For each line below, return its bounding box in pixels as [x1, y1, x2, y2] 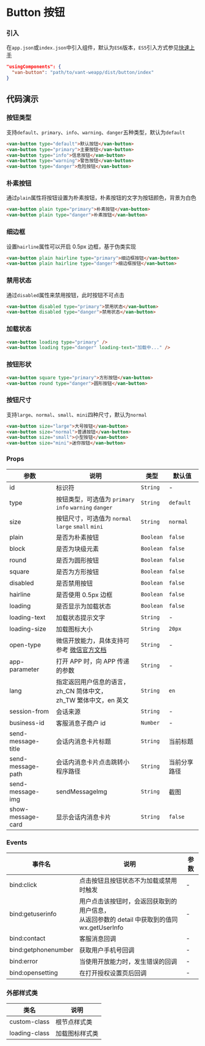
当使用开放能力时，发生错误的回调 [79, 957, 178, 966]
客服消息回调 [79, 934, 117, 943]
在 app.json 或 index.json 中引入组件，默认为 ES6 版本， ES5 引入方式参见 [6, 44, 179, 51]
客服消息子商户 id [56, 719, 106, 727]
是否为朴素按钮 [56, 533, 99, 542]
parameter [9, 665, 40, 673]
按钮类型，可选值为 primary [56, 495, 135, 503]
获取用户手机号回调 [79, 946, 135, 954]
